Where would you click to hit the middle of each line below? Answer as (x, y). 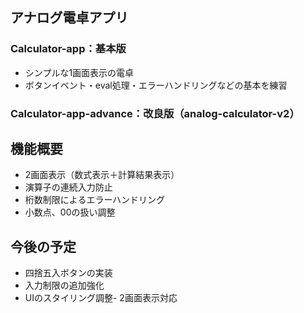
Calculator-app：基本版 (68, 49)
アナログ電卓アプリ (69, 18)
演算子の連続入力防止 (68, 187)
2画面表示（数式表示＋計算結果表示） (102, 175)
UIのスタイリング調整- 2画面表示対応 (101, 298)
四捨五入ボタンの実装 (68, 273)
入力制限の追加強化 (64, 285)
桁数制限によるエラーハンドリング (95, 200)
